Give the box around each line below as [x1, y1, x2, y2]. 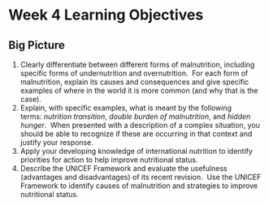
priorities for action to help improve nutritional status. [20, 155, 198, 164]
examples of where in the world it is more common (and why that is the [20, 85, 258, 95]
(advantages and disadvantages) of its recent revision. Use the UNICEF [20, 173, 262, 182]
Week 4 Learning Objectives [8, 6, 204, 24]
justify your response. [20, 138, 93, 147]
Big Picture [8, 38, 65, 52]
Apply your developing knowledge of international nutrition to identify [20, 147, 254, 156]
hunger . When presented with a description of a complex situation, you [20, 121, 260, 129]
